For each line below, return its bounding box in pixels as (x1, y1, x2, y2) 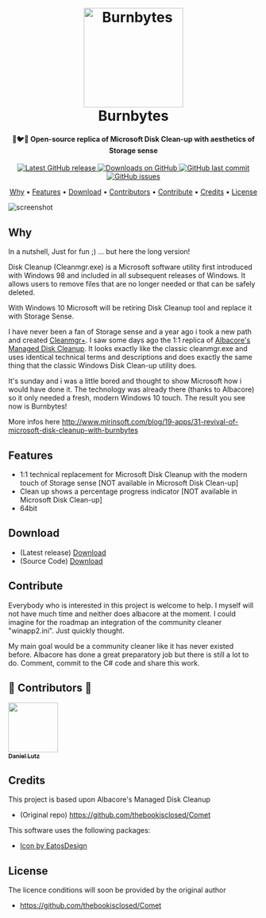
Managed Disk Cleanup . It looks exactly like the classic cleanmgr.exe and (8, 344, 248, 354)
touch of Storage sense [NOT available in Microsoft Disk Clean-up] (19, 479, 239, 488)
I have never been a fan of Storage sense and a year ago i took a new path (8, 327, 253, 337)
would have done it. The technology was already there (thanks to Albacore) (8, 385, 255, 394)
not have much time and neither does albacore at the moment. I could (8, 608, 236, 619)
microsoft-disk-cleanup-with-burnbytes (8, 425, 139, 436)
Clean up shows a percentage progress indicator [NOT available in (19, 486, 238, 496)
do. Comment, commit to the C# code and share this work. (8, 658, 200, 667)
